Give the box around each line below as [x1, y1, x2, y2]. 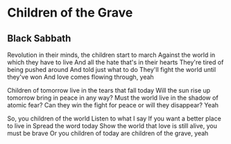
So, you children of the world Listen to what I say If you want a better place [7, 114, 222, 123]
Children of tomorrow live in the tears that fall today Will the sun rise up [7, 87, 211, 94]
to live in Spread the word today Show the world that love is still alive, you [7, 122, 217, 129]
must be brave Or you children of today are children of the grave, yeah [7, 129, 209, 137]
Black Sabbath [7, 33, 71, 44]
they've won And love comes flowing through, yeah [7, 73, 154, 81]
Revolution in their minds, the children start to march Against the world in [7, 51, 216, 59]
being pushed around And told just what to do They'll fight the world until [7, 66, 216, 73]
